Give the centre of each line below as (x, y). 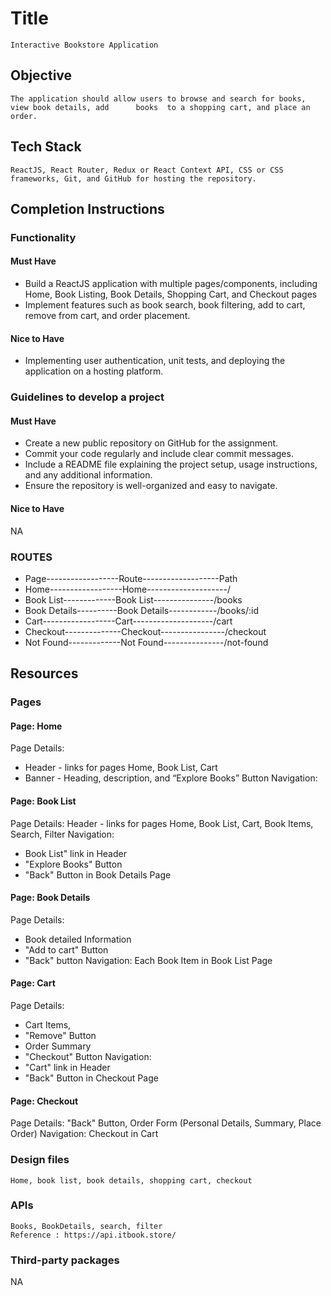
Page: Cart (33, 983)
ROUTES (31, 557)
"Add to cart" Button (66, 949)
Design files (40, 1160)
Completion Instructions (87, 208)
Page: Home (36, 726)
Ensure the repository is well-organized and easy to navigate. (151, 486)
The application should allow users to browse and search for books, (158, 98)
